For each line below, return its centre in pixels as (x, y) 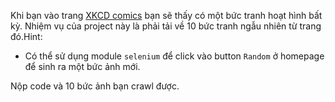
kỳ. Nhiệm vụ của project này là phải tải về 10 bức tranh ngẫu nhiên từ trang (166, 26)
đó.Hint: (26, 36)
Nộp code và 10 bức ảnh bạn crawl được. (95, 86)
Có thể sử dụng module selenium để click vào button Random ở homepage (174, 56)
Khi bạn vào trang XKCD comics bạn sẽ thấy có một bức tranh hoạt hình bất (166, 15)
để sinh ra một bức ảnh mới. (82, 66)
